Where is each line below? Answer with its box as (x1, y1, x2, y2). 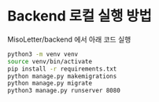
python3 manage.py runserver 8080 (7, 87, 121, 95)
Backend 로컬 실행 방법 (7, 7, 153, 25)
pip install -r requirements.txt (7, 64, 117, 73)
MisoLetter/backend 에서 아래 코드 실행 (7, 35, 131, 44)
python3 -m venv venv (7, 50, 79, 58)
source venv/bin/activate (7, 57, 92, 65)
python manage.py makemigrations (7, 72, 117, 80)
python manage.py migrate (7, 79, 92, 87)
